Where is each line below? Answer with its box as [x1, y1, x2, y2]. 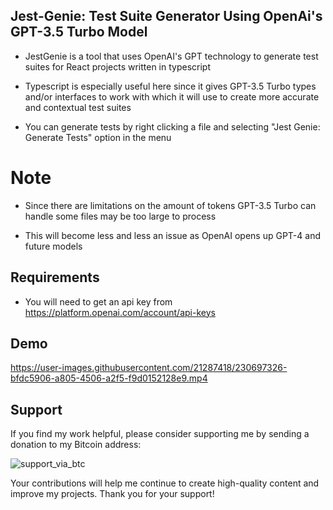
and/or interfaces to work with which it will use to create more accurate [24, 90, 320, 103]
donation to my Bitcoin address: [10, 439, 142, 451]
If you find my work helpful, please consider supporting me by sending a [10, 428, 310, 440]
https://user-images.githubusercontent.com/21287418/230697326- [10, 362, 288, 374]
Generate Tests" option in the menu [24, 131, 172, 143]
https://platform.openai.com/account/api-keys [24, 306, 216, 318]
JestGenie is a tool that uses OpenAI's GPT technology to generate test [24, 50, 319, 62]
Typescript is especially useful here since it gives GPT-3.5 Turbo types [24, 80, 317, 92]
